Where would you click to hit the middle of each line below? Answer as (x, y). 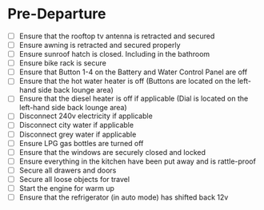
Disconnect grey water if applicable (78, 134)
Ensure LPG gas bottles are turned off (81, 143)
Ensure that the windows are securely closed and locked (112, 152)
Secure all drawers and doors (68, 170)
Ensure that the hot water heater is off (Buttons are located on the (127, 81)
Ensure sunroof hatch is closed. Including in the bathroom (114, 54)
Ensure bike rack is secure (63, 63)
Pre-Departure (57, 14)
